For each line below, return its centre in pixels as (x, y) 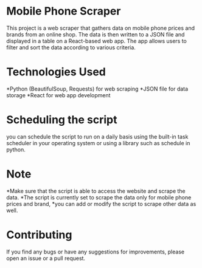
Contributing (39, 235)
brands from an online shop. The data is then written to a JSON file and (96, 34)
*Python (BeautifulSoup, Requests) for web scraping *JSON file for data (97, 89)
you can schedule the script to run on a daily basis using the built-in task (97, 136)
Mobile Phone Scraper (64, 11)
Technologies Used (56, 72)
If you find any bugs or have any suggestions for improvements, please (95, 252)
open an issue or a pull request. (46, 258)
